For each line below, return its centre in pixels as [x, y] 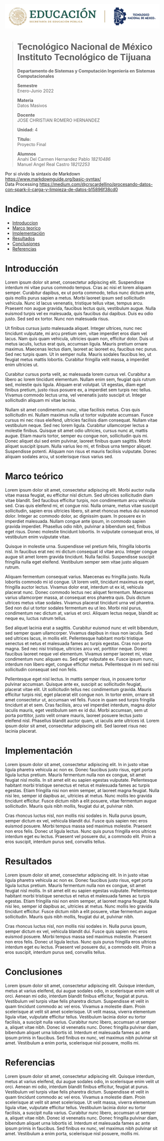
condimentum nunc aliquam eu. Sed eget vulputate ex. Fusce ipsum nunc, [80, 659]
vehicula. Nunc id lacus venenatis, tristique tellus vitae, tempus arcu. [74, 303]
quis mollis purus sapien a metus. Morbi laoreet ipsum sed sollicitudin [75, 298]
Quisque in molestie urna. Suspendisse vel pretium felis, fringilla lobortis [78, 546]
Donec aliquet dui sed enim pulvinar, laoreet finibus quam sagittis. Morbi [78, 441]
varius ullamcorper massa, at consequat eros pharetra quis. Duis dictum [78, 597]
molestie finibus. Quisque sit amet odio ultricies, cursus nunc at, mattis [76, 430]
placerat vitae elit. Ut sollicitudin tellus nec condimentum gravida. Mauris [78, 689]
